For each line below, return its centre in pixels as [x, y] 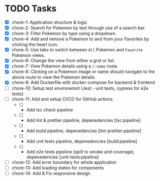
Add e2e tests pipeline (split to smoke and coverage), [80, 151]
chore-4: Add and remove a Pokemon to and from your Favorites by [80, 39]
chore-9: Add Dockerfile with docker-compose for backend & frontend [83, 82]
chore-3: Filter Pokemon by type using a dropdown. [64, 34]
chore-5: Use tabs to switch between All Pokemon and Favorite [77, 50]
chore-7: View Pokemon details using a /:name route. [65, 66]
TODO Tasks [31, 9]
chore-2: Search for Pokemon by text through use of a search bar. [79, 28]
